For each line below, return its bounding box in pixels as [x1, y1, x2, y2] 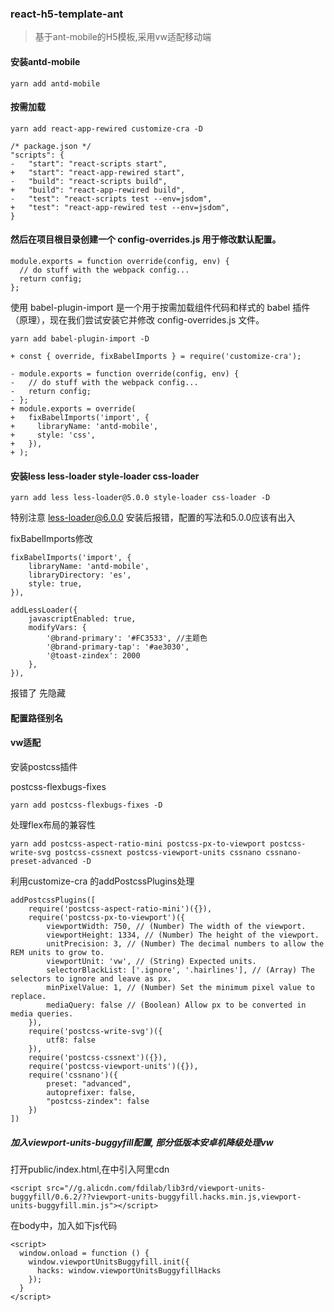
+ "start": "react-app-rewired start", [10, 167, 186, 177]
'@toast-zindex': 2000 [46, 651, 141, 661]
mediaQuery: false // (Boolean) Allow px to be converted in [46, 1000, 307, 1010]
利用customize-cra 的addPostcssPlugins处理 [10, 875, 195, 887]
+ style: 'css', [10, 430, 97, 440]
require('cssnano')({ [28, 1070, 118, 1080]
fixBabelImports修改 [10, 533, 93, 545]
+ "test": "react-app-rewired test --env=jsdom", [10, 202, 230, 212]
